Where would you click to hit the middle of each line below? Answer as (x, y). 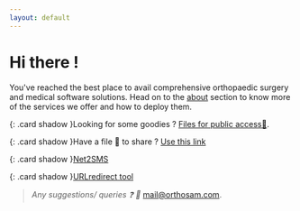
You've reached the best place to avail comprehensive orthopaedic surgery (149, 87)
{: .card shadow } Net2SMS (59, 159)
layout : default (40, 18)
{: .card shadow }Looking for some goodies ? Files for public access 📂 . (140, 124)
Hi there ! (44, 62)
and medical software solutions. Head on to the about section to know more (150, 96)
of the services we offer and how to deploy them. (100, 106)
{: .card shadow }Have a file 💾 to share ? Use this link (108, 142)
